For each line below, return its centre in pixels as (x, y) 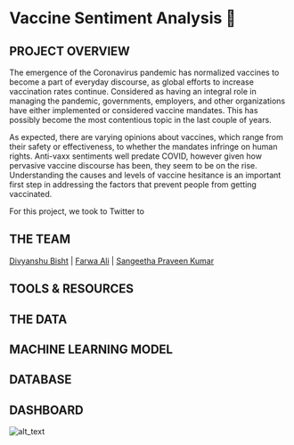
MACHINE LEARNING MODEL (91, 349)
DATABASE (41, 379)
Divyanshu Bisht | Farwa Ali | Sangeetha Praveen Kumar (112, 260)
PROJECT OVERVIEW (70, 51)
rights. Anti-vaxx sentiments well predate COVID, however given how (136, 156)
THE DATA (38, 319)
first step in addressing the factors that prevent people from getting (133, 185)
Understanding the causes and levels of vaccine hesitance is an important (145, 175)
